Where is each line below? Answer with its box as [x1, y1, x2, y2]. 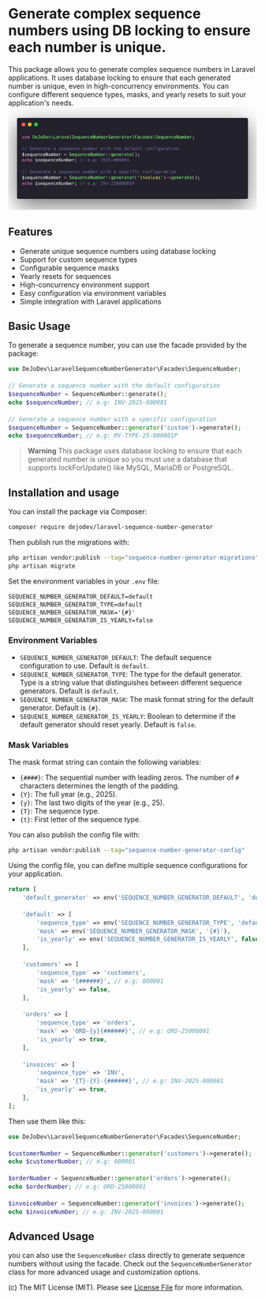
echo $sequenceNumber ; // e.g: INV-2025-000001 [8, 398, 168, 406]
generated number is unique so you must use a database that [27, 455, 227, 464]
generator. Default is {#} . [19, 703, 101, 712]
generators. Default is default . [19, 686, 119, 696]
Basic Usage [8, 319, 71, 333]
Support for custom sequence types [19, 255, 138, 264]
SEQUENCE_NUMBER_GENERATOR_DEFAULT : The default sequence [19, 653, 212, 663]
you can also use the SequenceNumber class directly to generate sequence [8, 1251, 245, 1260]
